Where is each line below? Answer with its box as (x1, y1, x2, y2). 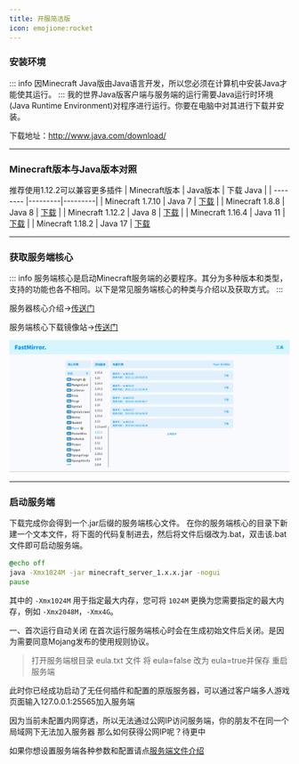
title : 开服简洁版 (9, 14, 71, 23)
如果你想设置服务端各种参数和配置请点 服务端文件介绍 (9, 744, 205, 756)
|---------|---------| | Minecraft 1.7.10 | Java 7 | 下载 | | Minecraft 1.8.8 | (25, 196, 285, 207)
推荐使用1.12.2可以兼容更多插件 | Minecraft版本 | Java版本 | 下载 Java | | (9, 185, 272, 196)
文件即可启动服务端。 (9, 540, 87, 551)
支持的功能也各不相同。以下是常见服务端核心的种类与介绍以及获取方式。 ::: (9, 284, 284, 295)
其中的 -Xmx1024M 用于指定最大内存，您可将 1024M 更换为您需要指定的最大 (9, 595, 277, 606)
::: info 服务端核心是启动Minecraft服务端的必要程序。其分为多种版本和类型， (9, 272, 287, 284)
